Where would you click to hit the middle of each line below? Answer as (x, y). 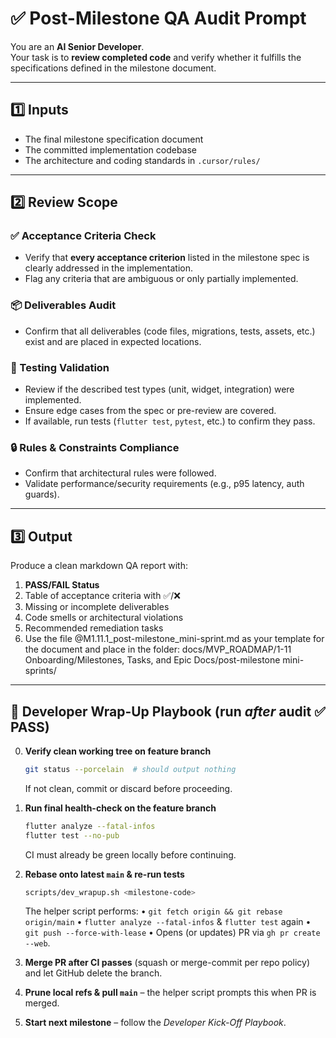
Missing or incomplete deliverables (97, 607)
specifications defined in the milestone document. (113, 68)
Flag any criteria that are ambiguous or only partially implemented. (161, 279)
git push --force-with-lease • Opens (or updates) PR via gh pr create (172, 933)
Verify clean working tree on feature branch (118, 751)
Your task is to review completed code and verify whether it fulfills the (156, 57)
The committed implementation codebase (111, 149)
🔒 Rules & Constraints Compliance (95, 447)
